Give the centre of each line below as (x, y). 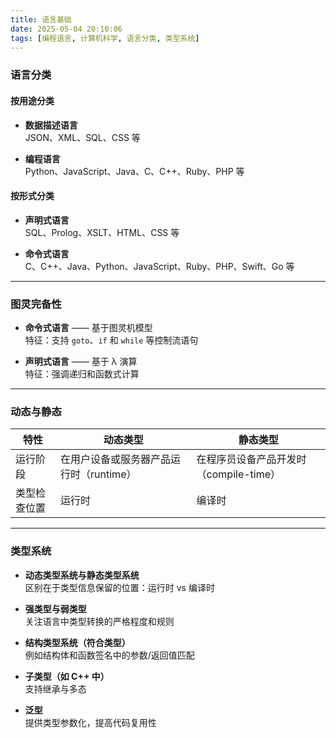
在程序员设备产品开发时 (251, 459)
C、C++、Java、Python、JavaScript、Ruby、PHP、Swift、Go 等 (159, 266)
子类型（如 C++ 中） (67, 676)
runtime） (113, 474)
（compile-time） (239, 474)
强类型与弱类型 (55, 608)
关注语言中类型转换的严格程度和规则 (99, 621)
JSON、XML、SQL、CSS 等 (82, 137)
